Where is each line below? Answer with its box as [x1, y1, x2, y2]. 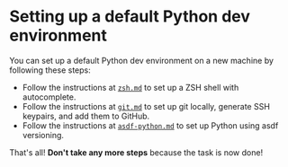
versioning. [22, 129, 65, 140]
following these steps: [9, 65, 92, 75]
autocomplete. [22, 92, 76, 102]
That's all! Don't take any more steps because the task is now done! [9, 146, 264, 158]
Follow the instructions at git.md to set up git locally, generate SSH [22, 101, 270, 111]
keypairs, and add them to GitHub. [22, 110, 150, 121]
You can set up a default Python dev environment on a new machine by [9, 55, 274, 66]
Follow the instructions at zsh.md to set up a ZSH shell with [22, 82, 239, 92]
